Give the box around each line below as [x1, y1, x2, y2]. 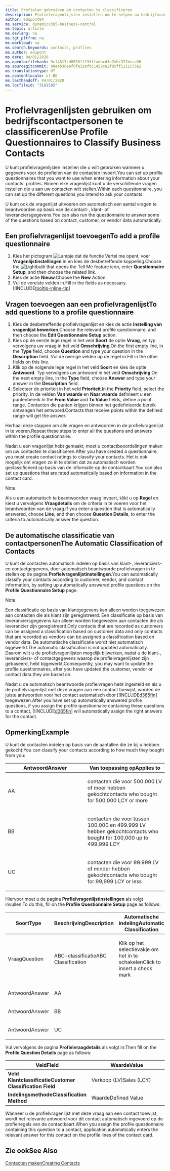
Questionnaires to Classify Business [5, 137, 161, 148]
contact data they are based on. [5, 672, 72, 677]
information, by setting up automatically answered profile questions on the [5, 582, 160, 588]
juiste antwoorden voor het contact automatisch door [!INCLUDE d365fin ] [5, 692, 158, 698]
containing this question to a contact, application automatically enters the [5, 1126, 158, 1133]
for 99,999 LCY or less [88, 877, 142, 885]
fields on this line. [12, 359, 50, 365]
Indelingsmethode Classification [8, 1091, 87, 1098]
